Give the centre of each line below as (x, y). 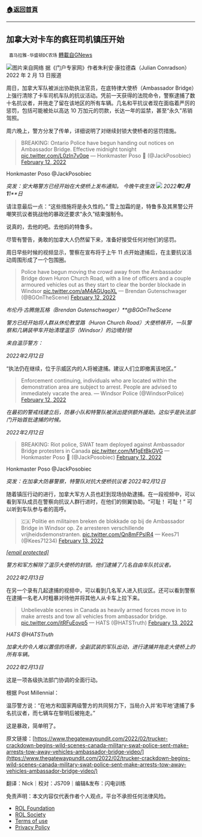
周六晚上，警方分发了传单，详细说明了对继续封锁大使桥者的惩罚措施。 (93, 131)
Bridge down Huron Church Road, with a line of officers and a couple (106, 279)
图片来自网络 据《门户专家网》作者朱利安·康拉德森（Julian (84, 68)
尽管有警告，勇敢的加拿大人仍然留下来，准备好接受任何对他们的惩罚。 (93, 239)
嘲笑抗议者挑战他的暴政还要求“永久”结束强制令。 (67, 214)
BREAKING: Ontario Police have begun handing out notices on (97, 143)
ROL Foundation (35, 808)
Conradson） (174, 68)
